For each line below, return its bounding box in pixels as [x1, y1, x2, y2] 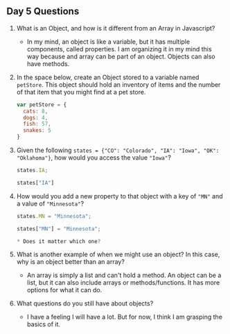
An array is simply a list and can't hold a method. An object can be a [26, 271, 222, 280]
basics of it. [26, 320, 60, 328]
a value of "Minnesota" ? [16, 199, 85, 208]
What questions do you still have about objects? [16, 299, 154, 308]
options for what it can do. [26, 286, 103, 294]
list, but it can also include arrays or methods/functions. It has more [26, 278, 220, 287]
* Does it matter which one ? [16, 237, 101, 245]
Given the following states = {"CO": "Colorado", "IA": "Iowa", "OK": [16, 146, 220, 155]
